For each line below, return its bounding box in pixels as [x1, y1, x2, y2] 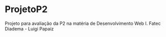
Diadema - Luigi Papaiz [5, 25, 54, 31]
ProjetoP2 [5, 4, 48, 15]
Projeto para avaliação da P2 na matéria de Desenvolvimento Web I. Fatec [5, 20, 161, 26]
